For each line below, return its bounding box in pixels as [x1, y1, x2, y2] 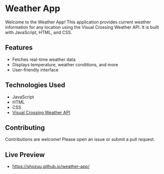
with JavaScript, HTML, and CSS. [5, 29, 72, 35]
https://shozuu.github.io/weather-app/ [12, 164, 90, 170]
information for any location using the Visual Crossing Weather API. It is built [5, 24, 159, 30]
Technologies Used [5, 81, 65, 89]
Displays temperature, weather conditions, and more [12, 61, 118, 67]
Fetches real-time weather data [12, 57, 76, 62]
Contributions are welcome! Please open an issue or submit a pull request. [5, 136, 155, 142]
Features [5, 43, 33, 52]
